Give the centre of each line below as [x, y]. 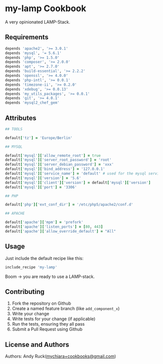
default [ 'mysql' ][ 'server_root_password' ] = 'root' [58, 160]
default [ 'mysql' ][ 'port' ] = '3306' [41, 187]
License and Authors [37, 344]
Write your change [31, 314]
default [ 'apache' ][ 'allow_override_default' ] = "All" [61, 231]
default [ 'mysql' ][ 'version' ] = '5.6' [43, 178]
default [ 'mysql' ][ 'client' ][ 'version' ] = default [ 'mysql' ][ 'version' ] [78, 182]
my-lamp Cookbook [46, 9]
